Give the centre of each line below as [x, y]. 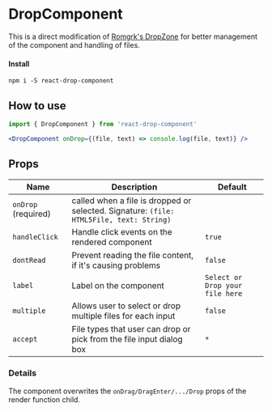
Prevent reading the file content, [133, 255]
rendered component [112, 242]
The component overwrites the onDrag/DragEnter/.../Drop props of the [127, 391]
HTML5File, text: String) [121, 220]
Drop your [224, 285]
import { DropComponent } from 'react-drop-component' [103, 124]
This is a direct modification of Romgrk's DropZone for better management [133, 36]
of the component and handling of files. [74, 44]
